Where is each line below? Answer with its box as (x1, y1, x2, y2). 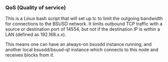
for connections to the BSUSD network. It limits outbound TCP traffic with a (5, 21, 162, 27)
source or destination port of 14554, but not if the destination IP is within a (5, 26, 160, 32)
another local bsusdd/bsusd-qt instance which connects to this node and (5, 47, 158, 53)
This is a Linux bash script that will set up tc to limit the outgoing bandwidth (5, 16, 163, 22)
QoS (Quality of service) (5, 4, 66, 11)
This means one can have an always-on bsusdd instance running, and (5, 41, 152, 47)
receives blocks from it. (5, 52, 55, 58)
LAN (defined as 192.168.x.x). (5, 32, 66, 38)
